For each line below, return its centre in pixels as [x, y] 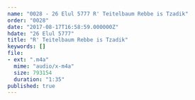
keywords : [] [27, 46]
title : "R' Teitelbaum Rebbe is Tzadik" [68, 40]
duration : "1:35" [39, 79]
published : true [31, 86]
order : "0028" [28, 20]
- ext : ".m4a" [28, 60]
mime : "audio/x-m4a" [44, 66]
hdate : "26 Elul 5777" [41, 33]
